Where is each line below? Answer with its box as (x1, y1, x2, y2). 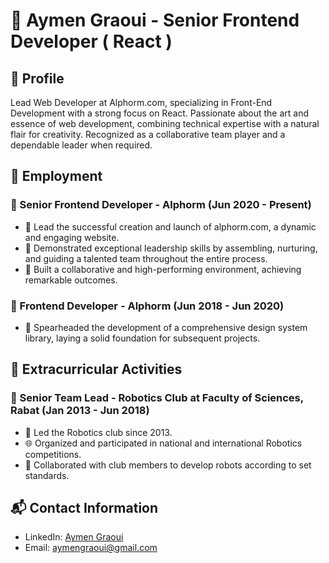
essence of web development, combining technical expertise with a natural (10, 118, 320, 129)
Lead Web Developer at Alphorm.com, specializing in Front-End (10, 97, 273, 108)
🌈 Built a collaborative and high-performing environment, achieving (24, 263, 302, 275)
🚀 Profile (10, 70, 65, 87)
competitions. (24, 448, 82, 460)
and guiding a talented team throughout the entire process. (24, 252, 268, 264)
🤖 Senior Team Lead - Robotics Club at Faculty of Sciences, (10, 391, 304, 405)
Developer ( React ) (10, 30, 173, 53)
